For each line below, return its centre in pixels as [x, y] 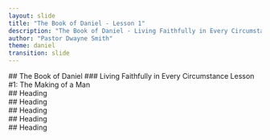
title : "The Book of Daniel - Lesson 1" [77, 23]
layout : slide [32, 16]
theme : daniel [32, 46]
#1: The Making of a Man [49, 84]
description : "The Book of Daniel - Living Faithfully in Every [118, 31]
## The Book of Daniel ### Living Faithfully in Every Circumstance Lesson [131, 76]
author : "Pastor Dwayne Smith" [61, 38]
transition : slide [39, 53]
